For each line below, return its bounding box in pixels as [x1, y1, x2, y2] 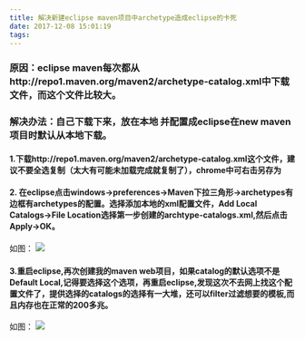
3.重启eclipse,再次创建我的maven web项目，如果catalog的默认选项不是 [9, 265, 280, 277]
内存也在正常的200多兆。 [16, 299, 113, 310]
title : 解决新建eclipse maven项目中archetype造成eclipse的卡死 [9, 13, 238, 23]
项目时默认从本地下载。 [9, 129, 112, 141]
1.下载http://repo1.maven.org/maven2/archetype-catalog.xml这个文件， [9, 153, 288, 164]
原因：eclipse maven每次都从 [9, 62, 141, 74]
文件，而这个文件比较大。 [9, 89, 122, 102]
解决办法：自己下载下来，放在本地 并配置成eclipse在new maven [9, 115, 291, 128]
